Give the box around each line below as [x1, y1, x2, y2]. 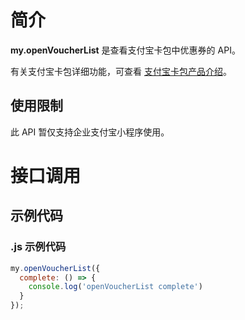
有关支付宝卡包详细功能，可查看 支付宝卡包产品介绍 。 [10, 65, 232, 77]
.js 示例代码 [10, 240, 67, 254]
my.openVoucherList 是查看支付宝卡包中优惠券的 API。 [10, 44, 241, 56]
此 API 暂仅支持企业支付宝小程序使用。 [10, 126, 170, 138]
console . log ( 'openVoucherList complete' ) [28, 282, 203, 292]
